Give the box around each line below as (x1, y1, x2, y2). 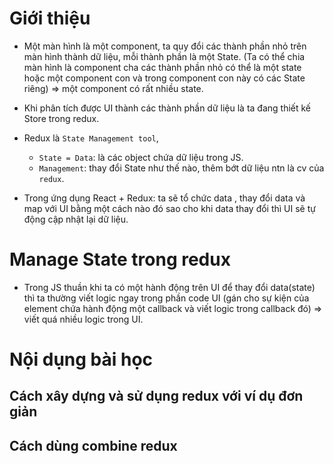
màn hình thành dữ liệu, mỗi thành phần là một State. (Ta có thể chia (23, 50, 306, 62)
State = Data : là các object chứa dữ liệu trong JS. (38, 151, 244, 163)
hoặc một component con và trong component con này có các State (23, 72, 306, 84)
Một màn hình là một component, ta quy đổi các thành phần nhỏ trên (23, 40, 307, 52)
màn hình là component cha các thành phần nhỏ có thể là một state (23, 61, 302, 73)
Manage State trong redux (9, 248, 231, 271)
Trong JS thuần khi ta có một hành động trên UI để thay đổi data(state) (23, 281, 316, 293)
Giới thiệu (9, 7, 91, 30)
